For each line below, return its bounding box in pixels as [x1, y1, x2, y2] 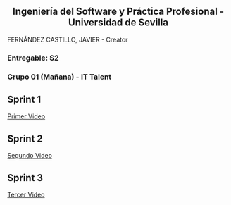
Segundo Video [7, 151, 53, 160]
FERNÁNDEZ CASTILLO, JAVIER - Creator [7, 35, 128, 44]
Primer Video [7, 112, 46, 120]
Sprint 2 [7, 132, 44, 144]
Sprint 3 [7, 172, 44, 184]
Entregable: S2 [7, 53, 59, 63]
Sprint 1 [7, 94, 42, 106]
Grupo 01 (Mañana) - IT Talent [7, 72, 112, 82]
